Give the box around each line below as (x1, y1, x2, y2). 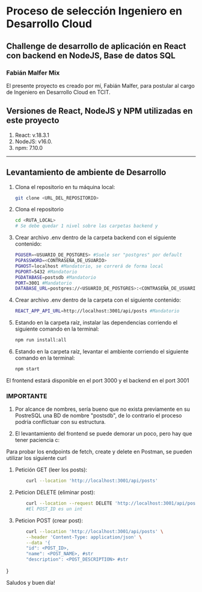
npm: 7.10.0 (14, 144, 43, 151)
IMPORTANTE (6, 391, 47, 400)
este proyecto (6, 116, 60, 126)
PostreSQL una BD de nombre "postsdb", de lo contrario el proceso (14, 412, 182, 419)
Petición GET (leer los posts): (14, 466, 88, 473)
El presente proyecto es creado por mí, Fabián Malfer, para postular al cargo (6, 82, 195, 89)
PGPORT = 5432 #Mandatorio (14, 269, 78, 275)
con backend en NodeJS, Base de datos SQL (6, 50, 176, 61)
